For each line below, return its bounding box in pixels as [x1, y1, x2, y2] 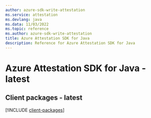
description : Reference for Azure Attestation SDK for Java [5, 41, 136, 46]
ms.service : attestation [5, 12, 58, 17]
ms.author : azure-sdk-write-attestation [5, 31, 93, 36]
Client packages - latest [5, 94, 83, 102]
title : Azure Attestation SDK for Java [5, 36, 90, 41]
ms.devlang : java [5, 17, 42, 22]
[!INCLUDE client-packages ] [5, 107, 65, 113]
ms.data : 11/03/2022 [5, 21, 49, 27]
